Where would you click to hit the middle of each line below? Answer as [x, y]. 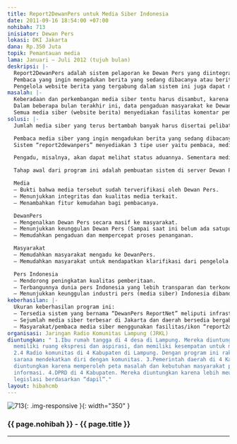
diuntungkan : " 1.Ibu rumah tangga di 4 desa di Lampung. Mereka [105, 340]
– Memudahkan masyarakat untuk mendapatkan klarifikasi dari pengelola [121, 261]
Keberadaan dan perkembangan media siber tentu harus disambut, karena [121, 100]
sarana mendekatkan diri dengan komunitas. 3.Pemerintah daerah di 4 [118, 360]
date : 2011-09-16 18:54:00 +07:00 [58, 21]
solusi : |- [23, 119]
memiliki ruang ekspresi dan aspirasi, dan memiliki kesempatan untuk [120, 346]
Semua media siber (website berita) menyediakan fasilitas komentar [116, 112]
